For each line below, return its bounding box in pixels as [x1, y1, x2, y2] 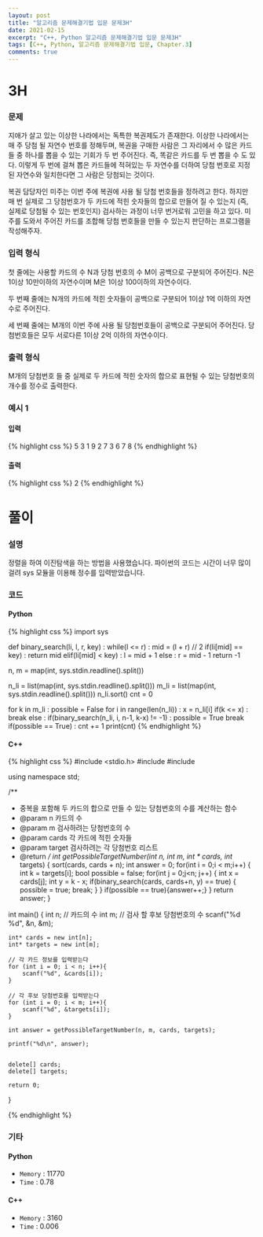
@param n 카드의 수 [19, 814, 82, 823]
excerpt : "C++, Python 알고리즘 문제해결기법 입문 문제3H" [8, 33, 182, 42]
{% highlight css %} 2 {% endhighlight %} [8, 478, 144, 488]
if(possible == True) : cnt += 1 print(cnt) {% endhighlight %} [8, 722, 202, 731]
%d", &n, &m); [8, 918, 53, 929]
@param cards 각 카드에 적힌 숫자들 [19, 833, 132, 843]
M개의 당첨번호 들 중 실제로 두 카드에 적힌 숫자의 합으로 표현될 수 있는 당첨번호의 [8, 371, 255, 381]
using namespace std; [8, 772, 80, 781]
